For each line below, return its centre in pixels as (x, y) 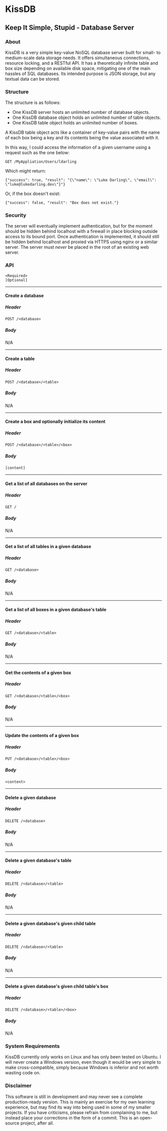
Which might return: (26, 171)
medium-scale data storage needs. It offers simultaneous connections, (78, 58)
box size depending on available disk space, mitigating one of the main (78, 68)
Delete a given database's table (39, 860)
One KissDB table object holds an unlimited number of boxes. (75, 123)
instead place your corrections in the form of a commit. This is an (72, 1118)
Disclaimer (18, 1086)
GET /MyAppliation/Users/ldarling (41, 162)
